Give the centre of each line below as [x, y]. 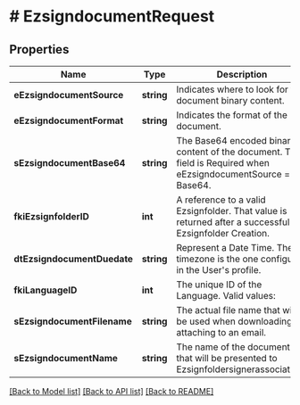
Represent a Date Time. [225, 248]
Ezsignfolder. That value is [232, 211]
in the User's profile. [219, 270]
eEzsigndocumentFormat [69, 120]
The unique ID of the [219, 285]
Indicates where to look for [232, 89]
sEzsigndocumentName [66, 358]
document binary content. [230, 100]
